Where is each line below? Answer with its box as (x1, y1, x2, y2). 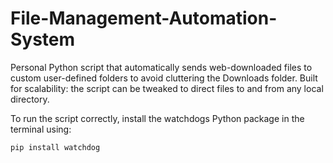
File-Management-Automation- (10, 7, 278, 30)
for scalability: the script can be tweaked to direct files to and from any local (10, 82, 324, 94)
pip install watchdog (10, 142, 101, 152)
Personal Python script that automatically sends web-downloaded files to (10, 61, 313, 73)
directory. (10, 93, 50, 105)
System (10, 28, 76, 51)
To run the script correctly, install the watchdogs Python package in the (10, 112, 305, 124)
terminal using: (10, 123, 72, 135)
